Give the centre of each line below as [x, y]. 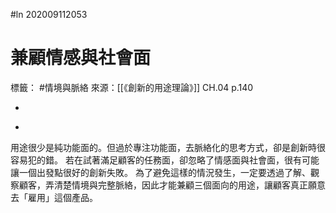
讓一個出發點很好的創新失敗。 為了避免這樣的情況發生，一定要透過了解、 [160, 172]
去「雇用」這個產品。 [54, 197]
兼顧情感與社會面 [81, 58]
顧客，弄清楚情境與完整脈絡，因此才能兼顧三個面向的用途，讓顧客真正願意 [172, 185]
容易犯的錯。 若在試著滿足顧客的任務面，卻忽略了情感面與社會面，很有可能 [165, 160]
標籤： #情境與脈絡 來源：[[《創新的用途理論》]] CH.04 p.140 [132, 87]
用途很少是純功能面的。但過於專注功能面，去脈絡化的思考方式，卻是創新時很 [168, 147]
